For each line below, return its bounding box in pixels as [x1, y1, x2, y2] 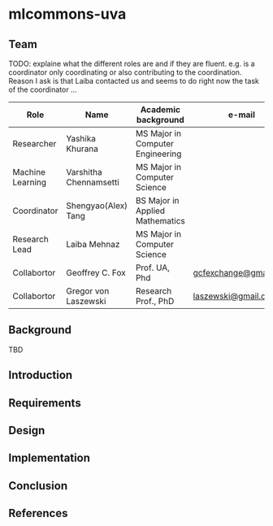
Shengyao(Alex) [66, 200, 128, 211]
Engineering [135, 148, 182, 159]
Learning [12, 176, 47, 188]
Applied [135, 205, 165, 216]
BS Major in [135, 195, 180, 206]
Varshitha [66, 167, 103, 177]
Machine [12, 167, 46, 177]
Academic [140, 104, 181, 115]
